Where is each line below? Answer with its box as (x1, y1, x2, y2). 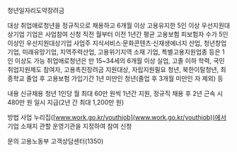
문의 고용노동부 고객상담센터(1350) (7, 137, 104, 145)
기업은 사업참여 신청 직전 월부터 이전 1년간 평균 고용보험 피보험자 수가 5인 (25, 30, 229, 38)
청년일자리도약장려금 (7, 6, 65, 14)
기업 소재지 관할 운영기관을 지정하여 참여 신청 (7, 122, 132, 130)
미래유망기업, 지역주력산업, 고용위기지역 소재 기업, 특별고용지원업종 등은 (22, 48, 221, 56)
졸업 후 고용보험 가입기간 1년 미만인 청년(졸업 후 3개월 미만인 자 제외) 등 (25, 74, 224, 83)
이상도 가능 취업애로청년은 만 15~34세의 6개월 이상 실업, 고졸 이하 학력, (14, 57, 212, 65)
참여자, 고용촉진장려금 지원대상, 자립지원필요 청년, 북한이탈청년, (43, 66, 219, 74)
